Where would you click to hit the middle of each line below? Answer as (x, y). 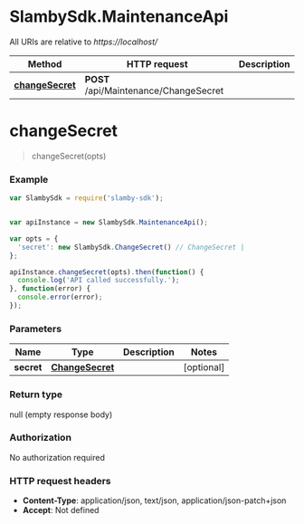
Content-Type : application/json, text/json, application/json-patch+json (154, 500)
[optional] (204, 367)
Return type (36, 395)
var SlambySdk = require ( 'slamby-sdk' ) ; (87, 198)
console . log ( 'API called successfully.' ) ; (99, 281)
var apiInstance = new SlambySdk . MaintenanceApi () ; (109, 223)
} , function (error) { (50, 289)
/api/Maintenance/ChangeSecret (154, 91)
